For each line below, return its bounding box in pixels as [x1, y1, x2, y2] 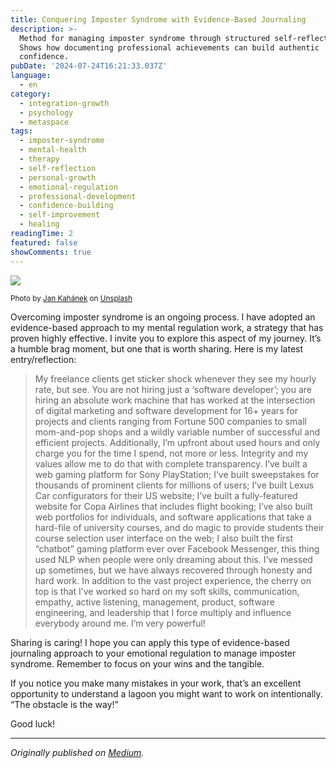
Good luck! [10, 717, 56, 730]
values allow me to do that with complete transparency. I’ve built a [34, 457, 308, 470]
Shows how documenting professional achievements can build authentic [19, 42, 320, 53]
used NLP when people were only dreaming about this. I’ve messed [34, 553, 313, 565]
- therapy [19, 154, 60, 164]
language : [10, 71, 52, 81]
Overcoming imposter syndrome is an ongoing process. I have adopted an [10, 311, 316, 323]
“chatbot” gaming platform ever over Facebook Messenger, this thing [34, 542, 320, 555]
